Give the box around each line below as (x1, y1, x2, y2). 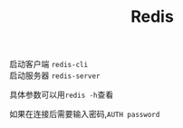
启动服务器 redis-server (9, 70, 101, 81)
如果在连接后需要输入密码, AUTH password (9, 109, 160, 120)
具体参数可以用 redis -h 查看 (9, 89, 114, 101)
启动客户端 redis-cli (9, 59, 89, 70)
